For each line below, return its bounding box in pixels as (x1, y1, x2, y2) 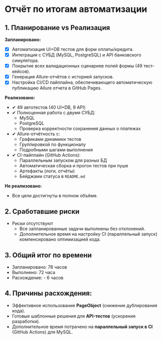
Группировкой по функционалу (19, 141, 86, 148)
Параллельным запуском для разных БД (19, 157, 107, 163)
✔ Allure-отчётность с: (11, 131, 60, 137)
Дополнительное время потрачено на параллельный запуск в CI (11, 324, 153, 330)
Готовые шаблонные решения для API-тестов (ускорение (11, 313, 136, 319)
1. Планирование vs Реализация (4, 23, 110, 32)
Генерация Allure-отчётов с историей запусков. (11, 74, 114, 80)
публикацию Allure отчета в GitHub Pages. (11, 85, 102, 91)
